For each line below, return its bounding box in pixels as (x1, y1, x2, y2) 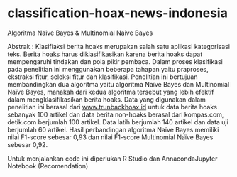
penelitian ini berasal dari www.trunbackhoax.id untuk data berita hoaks (7, 102, 218, 111)
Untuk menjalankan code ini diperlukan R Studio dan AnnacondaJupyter (7, 154, 218, 163)
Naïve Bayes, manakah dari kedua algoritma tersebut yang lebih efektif (7, 87, 214, 96)
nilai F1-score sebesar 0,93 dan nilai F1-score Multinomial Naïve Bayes (7, 133, 214, 141)
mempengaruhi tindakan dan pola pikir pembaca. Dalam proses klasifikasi (7, 57, 224, 65)
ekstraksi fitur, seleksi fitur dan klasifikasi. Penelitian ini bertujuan (7, 73, 198, 81)
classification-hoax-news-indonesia (7, 5, 228, 21)
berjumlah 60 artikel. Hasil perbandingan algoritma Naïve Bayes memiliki (7, 125, 219, 134)
